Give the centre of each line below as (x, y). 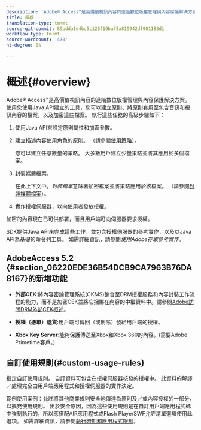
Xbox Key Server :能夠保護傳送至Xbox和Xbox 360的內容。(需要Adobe (101, 335)
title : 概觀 (20, 17)
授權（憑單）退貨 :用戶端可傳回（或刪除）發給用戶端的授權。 (89, 322)
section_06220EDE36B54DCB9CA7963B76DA (103, 268)
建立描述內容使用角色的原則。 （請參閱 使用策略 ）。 (77, 140)
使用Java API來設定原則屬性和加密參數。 (65, 127)
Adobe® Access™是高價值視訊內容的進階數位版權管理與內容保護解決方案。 (98, 100)
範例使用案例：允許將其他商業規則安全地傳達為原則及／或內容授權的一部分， (100, 399)
